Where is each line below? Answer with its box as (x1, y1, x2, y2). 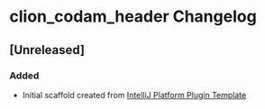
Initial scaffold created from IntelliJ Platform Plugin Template (22, 89, 247, 100)
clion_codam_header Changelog (9, 6, 257, 27)
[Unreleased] (9, 42, 86, 58)
